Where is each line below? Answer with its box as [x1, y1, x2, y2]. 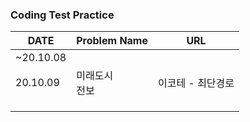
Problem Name [76, 34, 148, 48]
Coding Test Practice [10, 8, 115, 22]
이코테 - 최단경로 [158, 76, 235, 90]
